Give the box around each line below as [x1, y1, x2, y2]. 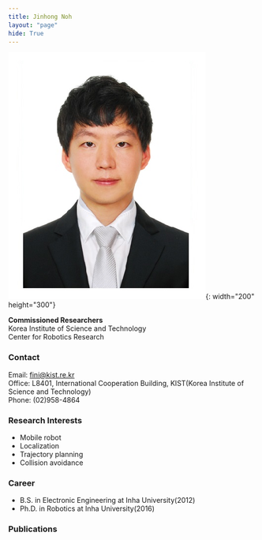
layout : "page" [8, 21, 58, 29]
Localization [19, 441, 60, 450]
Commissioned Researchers [8, 316, 103, 325]
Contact [8, 352, 40, 363]
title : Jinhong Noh [8, 13, 73, 21]
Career [8, 478, 36, 489]
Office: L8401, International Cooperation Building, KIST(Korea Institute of [8, 378, 245, 388]
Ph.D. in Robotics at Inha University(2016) [19, 504, 155, 513]
